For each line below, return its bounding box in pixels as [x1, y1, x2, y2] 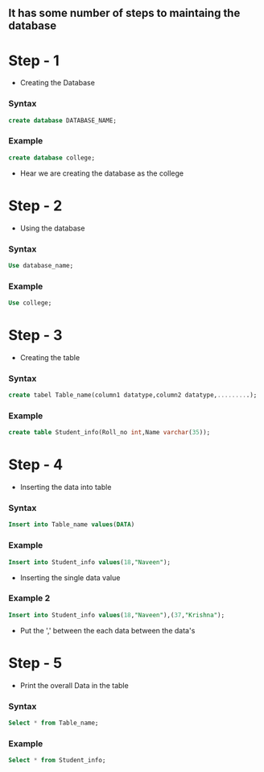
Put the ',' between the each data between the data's [19, 625, 196, 635]
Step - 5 [8, 654, 63, 672]
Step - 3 [8, 326, 63, 345]
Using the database [19, 223, 85, 233]
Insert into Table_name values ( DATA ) [8, 521, 135, 529]
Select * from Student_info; [8, 757, 106, 765]
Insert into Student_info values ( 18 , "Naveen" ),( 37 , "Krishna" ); [8, 611, 225, 619]
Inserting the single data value [19, 572, 121, 583]
